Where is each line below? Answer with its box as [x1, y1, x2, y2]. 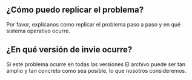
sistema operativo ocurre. [6, 27, 71, 34]
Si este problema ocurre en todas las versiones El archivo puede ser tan [6, 60, 186, 68]
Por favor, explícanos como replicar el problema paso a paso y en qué [6, 20, 181, 28]
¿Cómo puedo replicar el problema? [6, 5, 144, 15]
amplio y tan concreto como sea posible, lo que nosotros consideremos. [6, 67, 187, 74]
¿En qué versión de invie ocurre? [6, 45, 133, 55]
